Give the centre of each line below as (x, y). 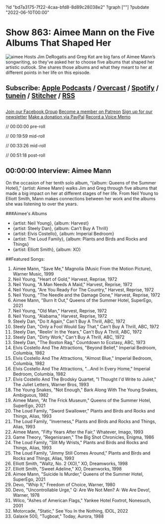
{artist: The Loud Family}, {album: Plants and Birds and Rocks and (80, 239)
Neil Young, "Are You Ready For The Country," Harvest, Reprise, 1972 (83, 290)
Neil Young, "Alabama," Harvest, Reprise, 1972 (60, 316)
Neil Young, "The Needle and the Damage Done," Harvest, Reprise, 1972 (86, 295)
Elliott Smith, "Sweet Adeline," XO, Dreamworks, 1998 (67, 468)
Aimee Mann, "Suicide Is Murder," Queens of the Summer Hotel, (78, 474)
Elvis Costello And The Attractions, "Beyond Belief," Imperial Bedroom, (84, 348)
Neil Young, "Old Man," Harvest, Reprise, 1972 (60, 311)
